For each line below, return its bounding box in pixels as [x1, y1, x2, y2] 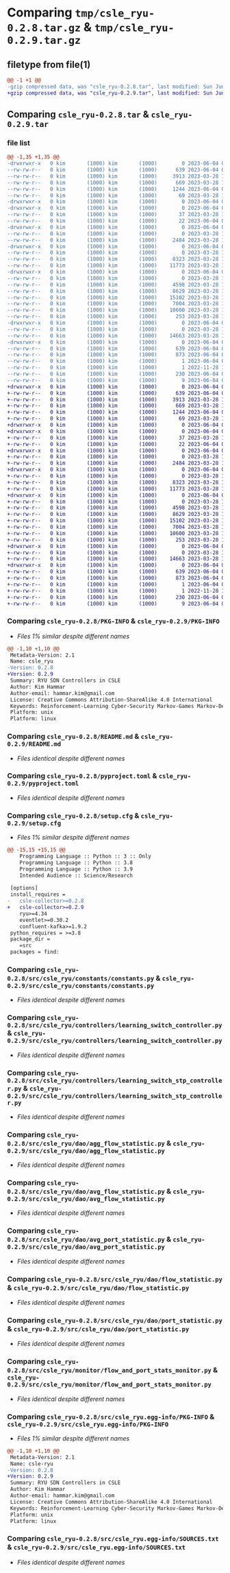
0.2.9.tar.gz [7, 34, 81, 47]
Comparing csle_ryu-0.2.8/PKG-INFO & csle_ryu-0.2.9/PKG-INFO [7, 616, 220, 626]
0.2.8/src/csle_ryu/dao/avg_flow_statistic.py [7, 1188, 166, 1196]
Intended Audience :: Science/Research [19, 872, 133, 879]
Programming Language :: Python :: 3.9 [19, 866, 133, 873]
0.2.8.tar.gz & [7, 19, 92, 35]
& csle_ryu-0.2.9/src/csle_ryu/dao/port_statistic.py [7, 1324, 190, 1334]
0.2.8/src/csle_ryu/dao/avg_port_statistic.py [7, 1236, 166, 1244]
